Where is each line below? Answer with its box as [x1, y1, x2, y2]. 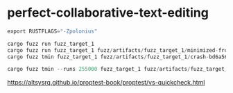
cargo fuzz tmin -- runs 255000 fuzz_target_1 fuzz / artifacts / [7, 66, 191, 73]
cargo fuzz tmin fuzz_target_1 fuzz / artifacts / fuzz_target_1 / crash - [7, 53, 209, 60]
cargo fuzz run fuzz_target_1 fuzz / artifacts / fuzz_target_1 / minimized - [7, 46, 218, 53]
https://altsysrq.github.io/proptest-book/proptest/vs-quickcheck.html [7, 78, 205, 87]
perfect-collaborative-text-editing [7, 5, 209, 21]
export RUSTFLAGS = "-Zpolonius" [7, 28, 98, 35]
